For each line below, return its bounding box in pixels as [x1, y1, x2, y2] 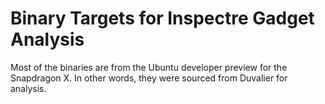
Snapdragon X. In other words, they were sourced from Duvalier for [10, 72, 288, 84]
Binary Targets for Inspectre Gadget [10, 7, 315, 30]
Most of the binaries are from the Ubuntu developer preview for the [10, 61, 288, 73]
